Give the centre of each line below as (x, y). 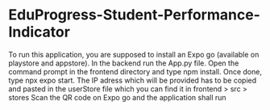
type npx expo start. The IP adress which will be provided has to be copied (133, 80)
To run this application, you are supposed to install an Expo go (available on (134, 54)
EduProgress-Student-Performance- (134, 15)
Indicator (39, 32)
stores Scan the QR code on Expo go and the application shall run (118, 97)
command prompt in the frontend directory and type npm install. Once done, (135, 71)
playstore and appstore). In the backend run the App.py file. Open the (124, 63)
